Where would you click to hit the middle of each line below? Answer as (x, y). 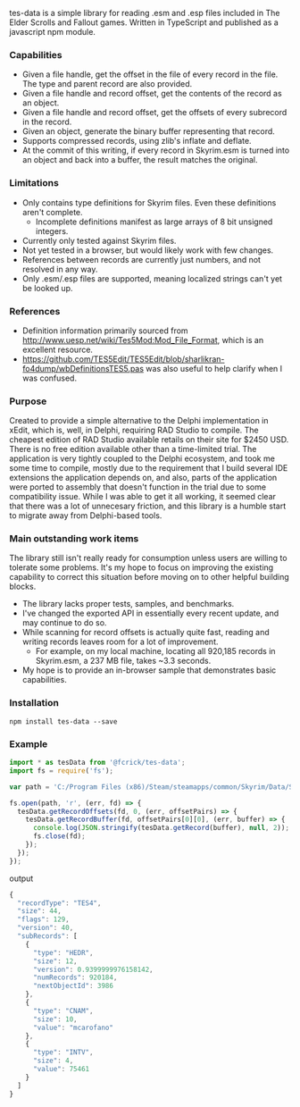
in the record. (47, 122)
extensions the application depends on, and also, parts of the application (143, 478)
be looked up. (47, 288)
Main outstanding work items (74, 539)
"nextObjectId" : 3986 (73, 986)
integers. (52, 231)
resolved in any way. (60, 269)
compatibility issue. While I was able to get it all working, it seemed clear (143, 497)
